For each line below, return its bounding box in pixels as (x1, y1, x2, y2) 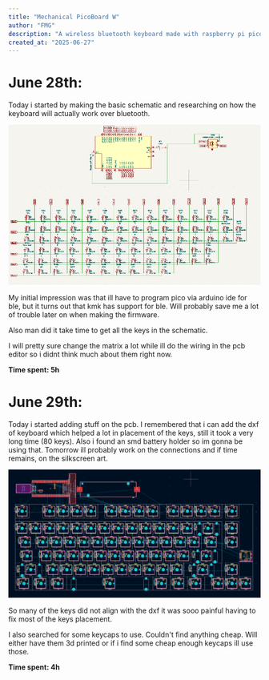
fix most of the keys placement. (8, 614, 112, 624)
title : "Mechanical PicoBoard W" (8, 13, 120, 21)
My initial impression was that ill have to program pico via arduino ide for (8, 293, 247, 303)
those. (8, 646, 30, 656)
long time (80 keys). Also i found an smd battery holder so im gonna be (8, 437, 243, 446)
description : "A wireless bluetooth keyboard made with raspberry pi (8, 30, 246, 38)
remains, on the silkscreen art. (8, 453, 108, 464)
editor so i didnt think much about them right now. (8, 349, 173, 360)
